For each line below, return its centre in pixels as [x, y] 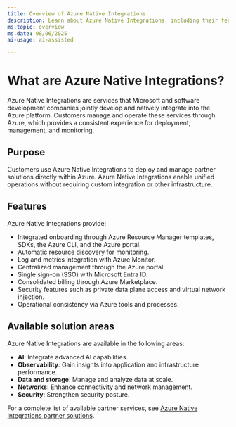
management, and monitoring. [51, 130]
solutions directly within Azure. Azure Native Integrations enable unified [111, 177]
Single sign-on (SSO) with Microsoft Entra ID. [83, 274]
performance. [37, 372]
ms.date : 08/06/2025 [38, 33]
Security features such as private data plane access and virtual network [122, 289]
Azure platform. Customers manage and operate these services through [111, 115]
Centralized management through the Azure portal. [91, 267]
